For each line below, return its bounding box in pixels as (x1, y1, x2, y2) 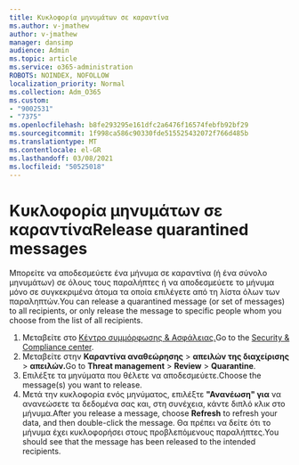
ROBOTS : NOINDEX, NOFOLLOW (9, 71, 109, 80)
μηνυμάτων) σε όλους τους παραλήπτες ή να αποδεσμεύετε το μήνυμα (9, 277, 275, 288)
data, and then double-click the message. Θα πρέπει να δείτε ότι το (21, 418, 271, 428)
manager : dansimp (9, 37, 74, 47)
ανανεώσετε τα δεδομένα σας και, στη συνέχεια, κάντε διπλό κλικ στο (21, 398, 286, 410)
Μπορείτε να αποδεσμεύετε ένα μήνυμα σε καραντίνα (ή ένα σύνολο (9, 268, 268, 279)
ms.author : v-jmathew (9, 21, 90, 30)
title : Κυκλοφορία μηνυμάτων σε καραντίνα (9, 12, 169, 22)
